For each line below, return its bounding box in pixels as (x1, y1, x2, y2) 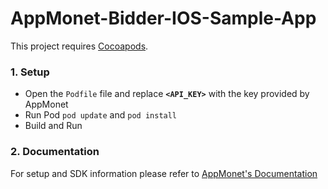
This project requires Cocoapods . (10, 40, 149, 52)
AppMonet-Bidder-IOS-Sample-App (10, 7, 317, 30)
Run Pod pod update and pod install (24, 109, 178, 121)
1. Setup (10, 65, 50, 79)
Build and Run (24, 120, 83, 132)
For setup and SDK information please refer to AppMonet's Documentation (10, 167, 318, 179)
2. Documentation (10, 145, 100, 159)
